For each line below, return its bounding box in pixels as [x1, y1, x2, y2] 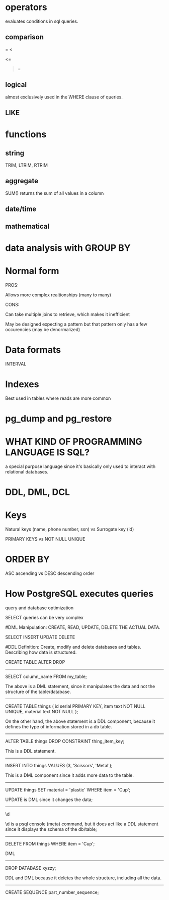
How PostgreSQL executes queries [5, 588, 154, 599]
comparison [5, 33, 44, 41]
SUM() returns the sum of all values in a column [5, 190, 104, 196]
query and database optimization [5, 605, 74, 611]
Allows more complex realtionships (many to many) [5, 292, 112, 298]
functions [5, 129, 47, 140]
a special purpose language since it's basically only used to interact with [5, 463, 156, 469]
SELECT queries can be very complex [5, 614, 84, 620]
